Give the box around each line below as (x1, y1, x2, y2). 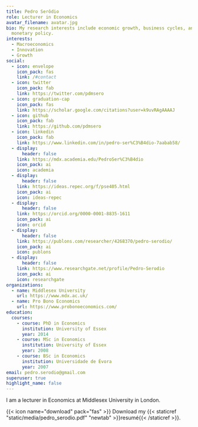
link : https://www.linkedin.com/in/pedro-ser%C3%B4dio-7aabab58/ (16, 139, 181, 146)
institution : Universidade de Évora (21, 358, 112, 365)
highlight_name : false (6, 381, 62, 386)
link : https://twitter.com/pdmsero (16, 91, 104, 96)
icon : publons (16, 249, 51, 255)
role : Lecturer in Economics (6, 14, 78, 20)
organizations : (6, 282, 44, 288)
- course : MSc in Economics (16, 336, 85, 343)
